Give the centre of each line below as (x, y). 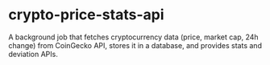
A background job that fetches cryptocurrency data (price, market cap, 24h (134, 37)
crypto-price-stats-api (86, 15)
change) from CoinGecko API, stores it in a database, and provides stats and (135, 45)
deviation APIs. (33, 54)
